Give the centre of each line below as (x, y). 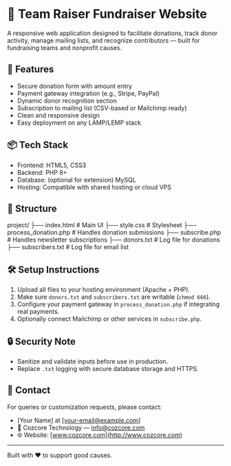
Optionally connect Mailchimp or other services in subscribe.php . (109, 319)
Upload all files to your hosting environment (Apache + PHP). (103, 290)
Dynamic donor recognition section (67, 100)
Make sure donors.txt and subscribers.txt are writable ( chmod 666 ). (114, 297)
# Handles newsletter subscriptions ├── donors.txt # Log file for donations (113, 240)
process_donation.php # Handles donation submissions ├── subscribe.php (114, 233)
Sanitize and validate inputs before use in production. (92, 361)
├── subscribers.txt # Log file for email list (68, 247)
